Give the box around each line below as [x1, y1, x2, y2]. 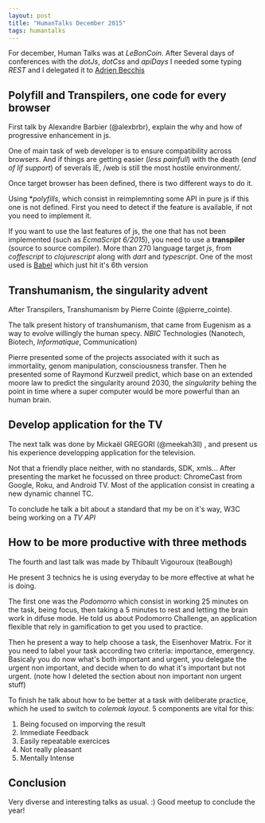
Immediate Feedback [19, 727, 89, 737]
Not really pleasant [19, 744, 82, 754]
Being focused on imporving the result [19, 719, 146, 729]
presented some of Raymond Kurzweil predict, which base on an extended [8, 370, 253, 379]
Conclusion [8, 776, 67, 790]
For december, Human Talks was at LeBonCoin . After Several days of [8, 49, 235, 58]
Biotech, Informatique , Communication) [8, 337, 138, 346]
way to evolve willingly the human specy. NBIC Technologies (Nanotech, [8, 329, 245, 338]
